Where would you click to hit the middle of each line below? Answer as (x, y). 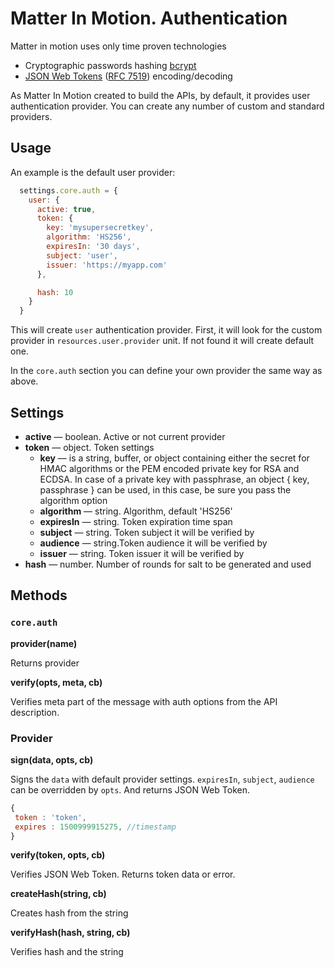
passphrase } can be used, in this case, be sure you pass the (165, 489)
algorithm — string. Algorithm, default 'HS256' (136, 511)
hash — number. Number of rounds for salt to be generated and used (168, 564)
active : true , (66, 209)
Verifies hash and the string (67, 952)
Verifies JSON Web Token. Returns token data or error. (123, 874)
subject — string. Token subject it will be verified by (147, 532)
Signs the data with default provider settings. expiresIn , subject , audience (162, 779)
